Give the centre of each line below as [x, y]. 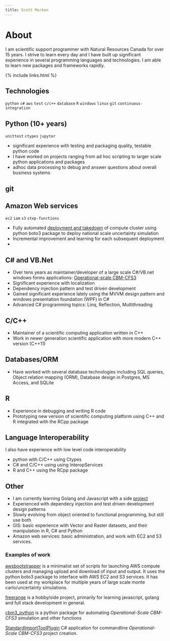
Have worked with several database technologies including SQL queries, [88, 372]
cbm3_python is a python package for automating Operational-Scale [77, 613]
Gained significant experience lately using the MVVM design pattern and [89, 294]
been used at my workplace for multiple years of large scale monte [75, 582]
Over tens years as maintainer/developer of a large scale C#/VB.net [83, 273]
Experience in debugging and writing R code [59, 411]
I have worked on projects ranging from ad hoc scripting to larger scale [87, 157]
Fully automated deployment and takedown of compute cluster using [84, 228]
